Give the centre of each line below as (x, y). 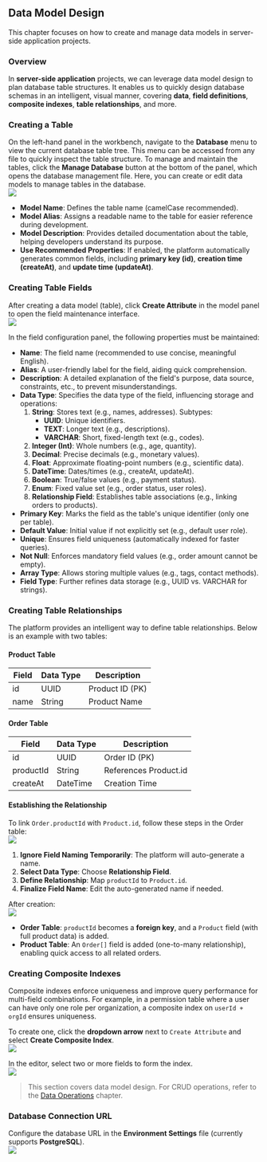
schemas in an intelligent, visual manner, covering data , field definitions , (128, 96)
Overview (27, 61)
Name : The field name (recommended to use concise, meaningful (128, 352)
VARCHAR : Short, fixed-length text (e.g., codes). (124, 437)
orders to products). (65, 504)
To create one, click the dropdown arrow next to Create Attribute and (125, 1031)
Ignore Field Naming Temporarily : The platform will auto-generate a (132, 854)
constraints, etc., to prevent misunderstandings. (98, 387)
